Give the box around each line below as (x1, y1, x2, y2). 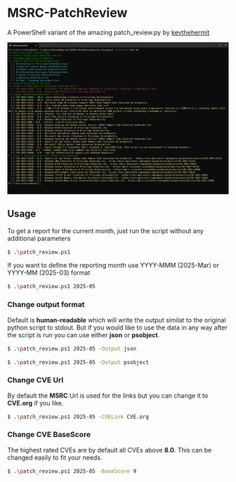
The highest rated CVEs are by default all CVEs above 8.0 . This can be (7, 445, 212, 454)
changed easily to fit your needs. (7, 453, 103, 462)
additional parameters (7, 234, 71, 242)
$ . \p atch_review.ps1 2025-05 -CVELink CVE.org (7, 413, 150, 420)
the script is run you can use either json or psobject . (7, 330, 160, 339)
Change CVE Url (7, 375, 64, 385)
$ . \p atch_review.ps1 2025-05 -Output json (7, 345, 137, 352)
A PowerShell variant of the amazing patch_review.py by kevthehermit (7, 28, 210, 37)
